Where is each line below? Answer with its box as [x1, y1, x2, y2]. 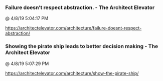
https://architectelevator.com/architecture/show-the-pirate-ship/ [5, 70, 139, 76]
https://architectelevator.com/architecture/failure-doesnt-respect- [5, 25, 142, 31]
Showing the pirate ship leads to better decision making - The [5, 43, 158, 50]
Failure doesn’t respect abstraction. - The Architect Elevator [5, 4, 155, 11]
